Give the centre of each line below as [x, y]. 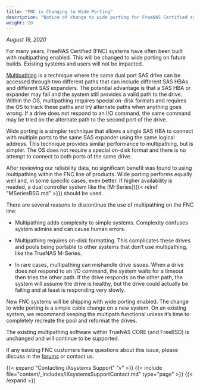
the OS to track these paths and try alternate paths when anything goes [94, 107]
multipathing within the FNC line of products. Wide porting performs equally [99, 174]
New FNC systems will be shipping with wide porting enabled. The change [98, 302]
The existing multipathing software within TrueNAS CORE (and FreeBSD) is [98, 332]
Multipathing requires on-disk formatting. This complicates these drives [103, 241]
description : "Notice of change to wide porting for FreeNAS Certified [97, 17]
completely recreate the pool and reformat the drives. [72, 321]
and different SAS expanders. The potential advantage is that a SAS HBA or [99, 88]
